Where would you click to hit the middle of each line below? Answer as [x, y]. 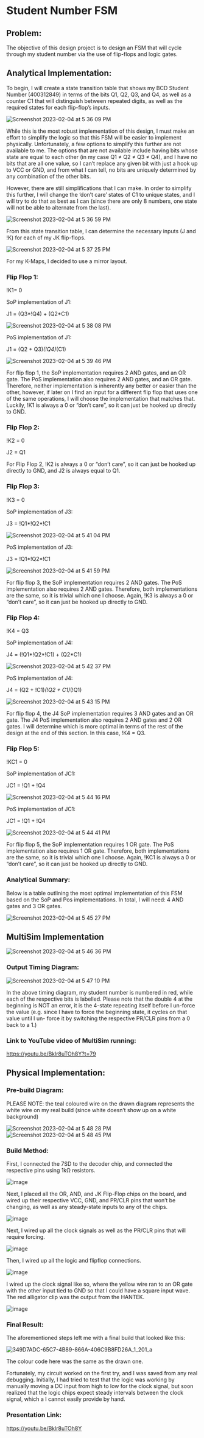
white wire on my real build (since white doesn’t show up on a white [91, 1110]
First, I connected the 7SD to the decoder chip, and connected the [89, 1163]
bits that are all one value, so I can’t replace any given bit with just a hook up [102, 163]
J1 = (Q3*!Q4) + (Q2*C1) [38, 314]
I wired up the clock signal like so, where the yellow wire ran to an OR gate [100, 1284]
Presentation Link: [34, 1415]
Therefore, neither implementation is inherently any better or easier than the [101, 386]
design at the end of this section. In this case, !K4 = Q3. [76, 733]
